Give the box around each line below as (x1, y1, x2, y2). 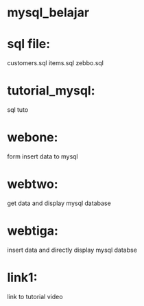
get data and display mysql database (7, 199, 111, 207)
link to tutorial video (7, 292, 63, 301)
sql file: (7, 36, 51, 52)
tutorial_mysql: (7, 83, 95, 99)
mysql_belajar (7, 5, 90, 21)
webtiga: (7, 223, 58, 239)
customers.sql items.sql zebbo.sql (7, 59, 104, 67)
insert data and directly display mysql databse (7, 246, 137, 254)
